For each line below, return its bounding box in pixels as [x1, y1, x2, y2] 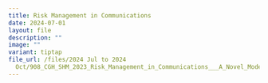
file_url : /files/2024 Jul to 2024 [8, 56, 127, 64]
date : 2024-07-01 [8, 19, 66, 27]
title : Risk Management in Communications [8, 11, 152, 20]
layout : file [8, 26, 52, 34]
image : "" [8, 41, 41, 49]
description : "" [8, 33, 62, 42]
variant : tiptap [8, 48, 62, 56]
